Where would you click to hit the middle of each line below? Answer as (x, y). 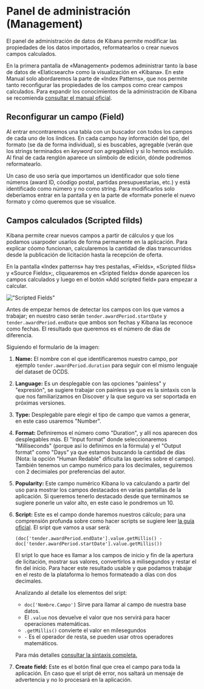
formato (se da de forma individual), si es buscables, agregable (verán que (100, 145)
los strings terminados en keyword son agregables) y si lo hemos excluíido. (100, 151)
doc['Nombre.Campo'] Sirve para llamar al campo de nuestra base (105, 604)
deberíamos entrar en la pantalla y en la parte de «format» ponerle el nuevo (101, 195)
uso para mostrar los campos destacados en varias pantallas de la (98, 490)
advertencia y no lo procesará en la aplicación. (73, 679)
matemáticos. (41, 643)
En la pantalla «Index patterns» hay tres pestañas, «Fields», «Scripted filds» (101, 266)
